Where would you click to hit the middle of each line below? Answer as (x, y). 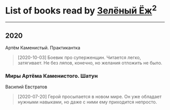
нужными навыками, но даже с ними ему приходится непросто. (87, 102)
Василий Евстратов (26, 87)
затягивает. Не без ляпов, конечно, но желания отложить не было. (90, 63)
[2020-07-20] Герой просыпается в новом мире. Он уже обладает (90, 97)
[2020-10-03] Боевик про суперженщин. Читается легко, (79, 58)
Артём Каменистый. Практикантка (43, 48)
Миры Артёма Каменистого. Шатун (52, 76)
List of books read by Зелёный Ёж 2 (81, 10)
